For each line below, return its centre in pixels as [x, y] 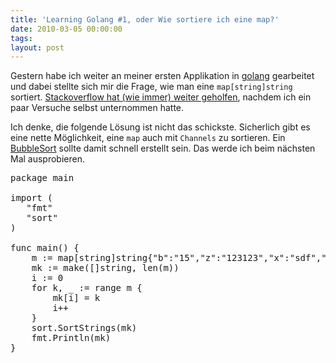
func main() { [45, 248]
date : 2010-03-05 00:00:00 [66, 29]
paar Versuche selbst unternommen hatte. [97, 108]
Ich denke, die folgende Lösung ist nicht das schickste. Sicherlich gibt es [160, 127]
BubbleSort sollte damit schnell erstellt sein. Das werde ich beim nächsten [163, 148]
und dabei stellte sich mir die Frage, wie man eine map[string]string [151, 87]
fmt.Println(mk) [71, 338]
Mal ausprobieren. [47, 159]
